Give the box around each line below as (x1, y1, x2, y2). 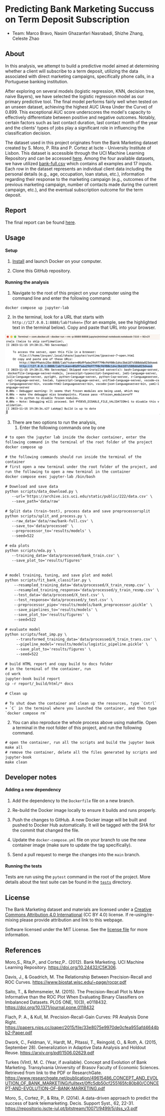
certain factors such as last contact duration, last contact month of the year (5, 119, 158, 125)
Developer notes (5, 773, 57, 781)
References (5, 946, 41, 954)
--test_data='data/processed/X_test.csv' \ (14, 593, 105, 597)
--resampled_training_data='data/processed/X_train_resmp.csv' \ (14, 583, 151, 588)
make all (5, 745, 23, 750)
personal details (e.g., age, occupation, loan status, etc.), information (5, 171, 145, 177)
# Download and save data (5, 484, 58, 489)
